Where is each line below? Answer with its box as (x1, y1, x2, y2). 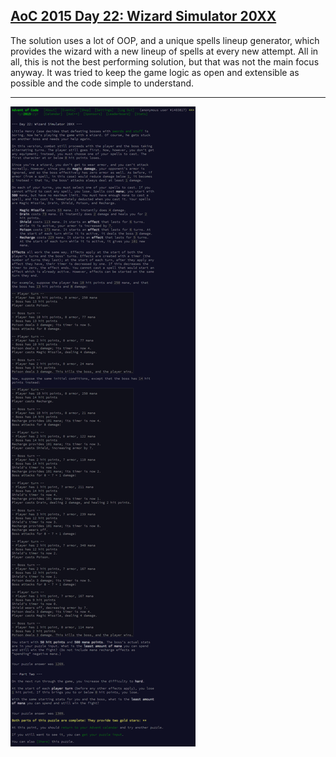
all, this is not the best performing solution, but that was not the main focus (10, 55, 320, 68)
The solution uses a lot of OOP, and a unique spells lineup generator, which (10, 34, 320, 46)
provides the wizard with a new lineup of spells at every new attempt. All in (10, 45, 319, 57)
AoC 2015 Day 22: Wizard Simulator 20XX (10, 8, 277, 25)
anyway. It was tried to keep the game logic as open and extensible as (10, 66, 300, 78)
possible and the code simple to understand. (10, 77, 195, 89)
